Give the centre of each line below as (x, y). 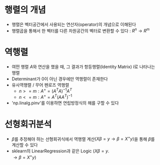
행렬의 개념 (25, 10)
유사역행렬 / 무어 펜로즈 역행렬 (40, 85)
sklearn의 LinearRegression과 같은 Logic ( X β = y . (61, 151)
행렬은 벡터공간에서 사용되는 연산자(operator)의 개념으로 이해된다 (74, 24)
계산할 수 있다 (25, 145)
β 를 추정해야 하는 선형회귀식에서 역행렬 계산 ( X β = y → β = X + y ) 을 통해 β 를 (83, 138)
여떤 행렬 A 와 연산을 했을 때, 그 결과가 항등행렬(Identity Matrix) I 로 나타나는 (83, 67)
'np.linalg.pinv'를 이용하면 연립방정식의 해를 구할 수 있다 (65, 103)
